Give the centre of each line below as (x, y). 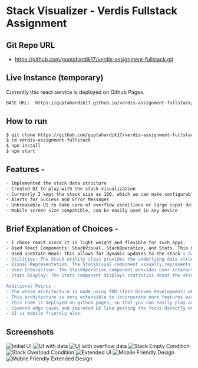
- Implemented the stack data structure (57, 183)
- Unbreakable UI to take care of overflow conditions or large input (95, 205)
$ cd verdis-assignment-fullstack (49, 140)
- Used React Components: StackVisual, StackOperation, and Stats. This (97, 248)
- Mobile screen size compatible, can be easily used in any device (92, 211)
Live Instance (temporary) (55, 78)
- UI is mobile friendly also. (44, 314)
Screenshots (30, 332)
